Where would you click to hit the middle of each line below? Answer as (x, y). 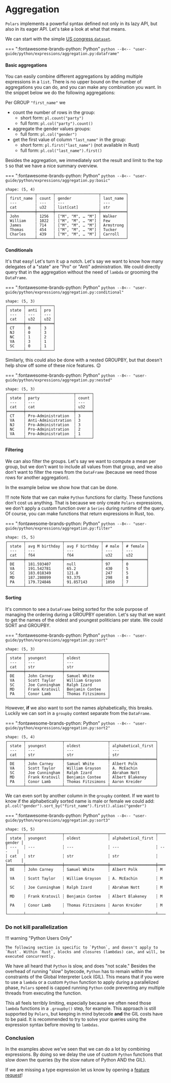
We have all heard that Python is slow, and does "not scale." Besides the (80, 966)
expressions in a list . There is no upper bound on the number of (74, 82)
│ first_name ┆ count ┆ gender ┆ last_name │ (67, 199)
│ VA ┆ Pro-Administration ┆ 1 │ (50, 434)
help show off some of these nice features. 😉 (53, 365)
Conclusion (20, 1038)
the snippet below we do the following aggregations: (60, 93)
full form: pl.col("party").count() (56, 123)
